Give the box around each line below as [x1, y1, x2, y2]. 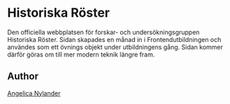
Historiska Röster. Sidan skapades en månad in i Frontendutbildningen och [7, 35, 222, 43]
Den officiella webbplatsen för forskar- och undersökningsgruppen [7, 28, 200, 36]
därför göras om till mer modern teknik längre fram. [7, 50, 155, 59]
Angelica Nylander [7, 89, 61, 97]
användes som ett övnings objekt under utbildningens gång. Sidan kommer [7, 43, 224, 51]
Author [7, 70, 38, 82]
